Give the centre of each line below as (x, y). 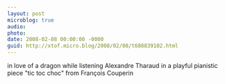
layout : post (26, 14)
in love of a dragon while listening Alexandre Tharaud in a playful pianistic (113, 66)
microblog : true (31, 20)
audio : (17, 26)
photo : (17, 33)
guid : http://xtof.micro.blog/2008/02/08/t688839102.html (93, 46)
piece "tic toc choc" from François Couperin (70, 73)
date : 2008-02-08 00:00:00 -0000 (56, 40)
